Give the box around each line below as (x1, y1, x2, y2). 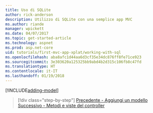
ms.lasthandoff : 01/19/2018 (5, 73, 65, 79)
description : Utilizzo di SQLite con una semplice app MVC (5, 17, 133, 22)
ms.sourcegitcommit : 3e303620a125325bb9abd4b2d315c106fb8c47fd (5, 59, 142, 64)
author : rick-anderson (5, 12, 53, 17)
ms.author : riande (5, 21, 44, 27)
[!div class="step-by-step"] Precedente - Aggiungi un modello (17, 97, 148, 103)
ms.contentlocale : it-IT (5, 69, 58, 74)
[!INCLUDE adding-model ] (5, 87, 59, 93)
